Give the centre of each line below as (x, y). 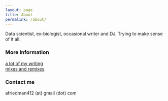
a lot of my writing (24, 63)
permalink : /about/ (26, 19)
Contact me (20, 82)
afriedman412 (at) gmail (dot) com (41, 93)
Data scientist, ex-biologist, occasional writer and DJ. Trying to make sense (84, 34)
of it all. (13, 39)
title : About (19, 15)
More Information (27, 52)
